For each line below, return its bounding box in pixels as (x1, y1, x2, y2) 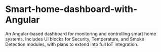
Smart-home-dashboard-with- (5, 3, 138, 15)
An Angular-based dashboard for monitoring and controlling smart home (5, 30, 156, 36)
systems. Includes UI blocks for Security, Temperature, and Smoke (5, 36, 144, 42)
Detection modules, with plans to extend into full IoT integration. (5, 41, 139, 47)
